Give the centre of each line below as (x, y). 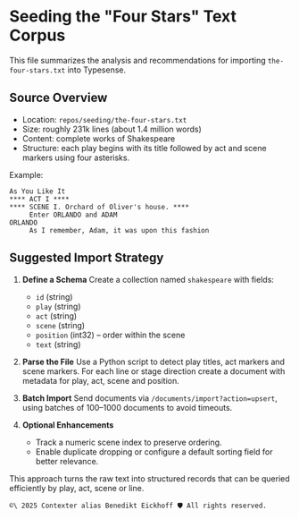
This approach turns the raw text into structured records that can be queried (149, 478)
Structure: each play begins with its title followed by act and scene (144, 148)
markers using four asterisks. (76, 157)
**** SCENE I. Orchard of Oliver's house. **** (100, 207)
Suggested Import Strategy (87, 258)
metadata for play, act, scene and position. (101, 380)
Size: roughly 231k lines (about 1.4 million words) (112, 129)
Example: (26, 174)
